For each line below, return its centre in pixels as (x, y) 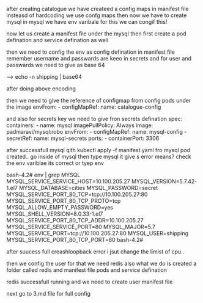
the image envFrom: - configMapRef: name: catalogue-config (84, 107)
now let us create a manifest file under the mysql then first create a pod (96, 34)
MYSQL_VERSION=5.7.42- (164, 181)
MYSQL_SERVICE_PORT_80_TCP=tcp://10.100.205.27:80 (77, 194)
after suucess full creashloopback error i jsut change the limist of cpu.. (95, 252)
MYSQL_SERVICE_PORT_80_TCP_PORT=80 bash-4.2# (75, 240)
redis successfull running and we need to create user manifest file (90, 282)
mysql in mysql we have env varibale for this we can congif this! (87, 22)
